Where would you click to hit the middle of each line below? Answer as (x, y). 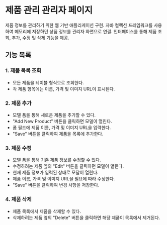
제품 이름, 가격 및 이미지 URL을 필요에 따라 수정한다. (64, 179)
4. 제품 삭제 (18, 199)
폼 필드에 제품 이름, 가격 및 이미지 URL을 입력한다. (62, 127)
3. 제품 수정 (18, 148)
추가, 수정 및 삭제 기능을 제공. (40, 38)
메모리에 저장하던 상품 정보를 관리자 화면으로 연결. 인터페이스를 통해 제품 (86, 31)
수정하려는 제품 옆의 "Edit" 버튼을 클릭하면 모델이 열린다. (68, 166)
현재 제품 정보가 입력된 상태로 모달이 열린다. (56, 173)
